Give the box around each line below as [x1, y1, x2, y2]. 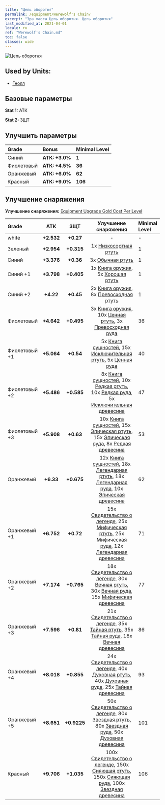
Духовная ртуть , [91, 671, 132, 678]
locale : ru [5, 26, 27, 31]
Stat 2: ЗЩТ [5, 117, 30, 123]
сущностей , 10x [92, 377, 131, 384]
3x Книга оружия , [90, 305, 133, 312]
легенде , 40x [96, 665, 128, 672]
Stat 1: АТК [5, 107, 28, 113]
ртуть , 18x [99, 473, 124, 480]
